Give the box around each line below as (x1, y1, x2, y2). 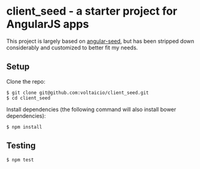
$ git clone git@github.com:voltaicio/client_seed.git (6, 90, 149, 96)
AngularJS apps (6, 17, 89, 31)
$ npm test (6, 157, 34, 163)
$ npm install (6, 124, 43, 130)
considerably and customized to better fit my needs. (6, 44, 138, 51)
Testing (6, 140, 36, 151)
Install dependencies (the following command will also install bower (6, 106, 176, 113)
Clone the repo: (6, 77, 46, 85)
